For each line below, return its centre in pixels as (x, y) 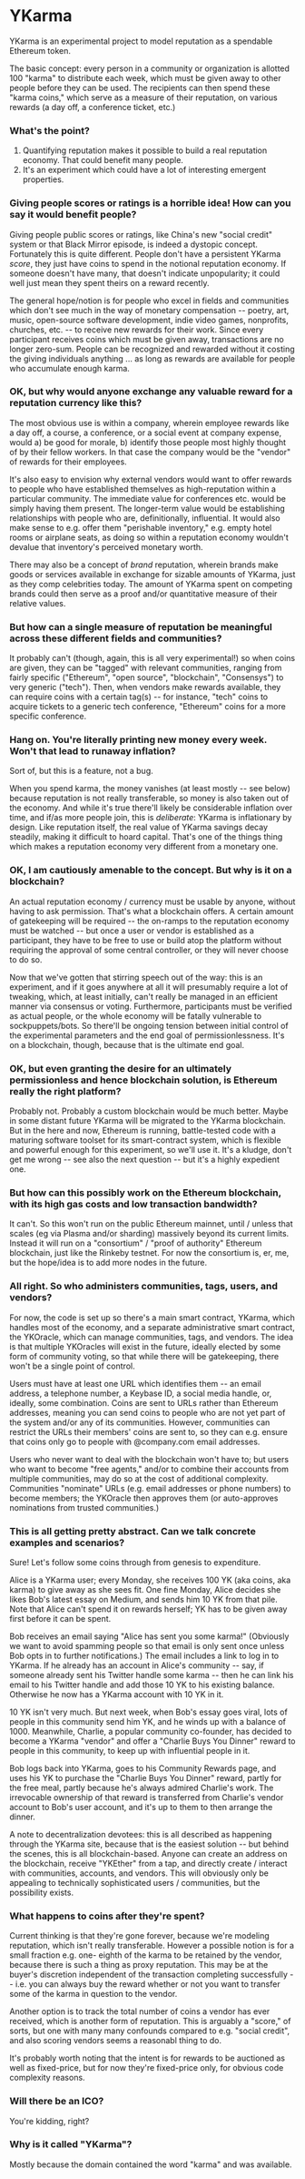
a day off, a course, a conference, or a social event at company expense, (146, 433)
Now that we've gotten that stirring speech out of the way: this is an (136, 977)
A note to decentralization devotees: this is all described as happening (141, 1834)
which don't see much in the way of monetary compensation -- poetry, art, (149, 310)
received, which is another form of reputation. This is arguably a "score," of (150, 2021)
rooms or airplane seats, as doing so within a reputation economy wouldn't (149, 537)
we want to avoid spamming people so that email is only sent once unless (147, 1645)
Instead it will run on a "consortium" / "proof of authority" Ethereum (136, 1243)
